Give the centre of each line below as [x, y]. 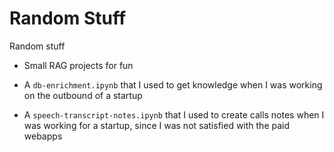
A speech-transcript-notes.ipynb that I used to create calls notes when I [174, 114]
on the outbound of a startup [83, 95]
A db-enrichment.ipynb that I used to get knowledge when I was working [173, 84]
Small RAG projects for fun [78, 65]
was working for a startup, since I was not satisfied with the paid [157, 125]
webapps [43, 136]
